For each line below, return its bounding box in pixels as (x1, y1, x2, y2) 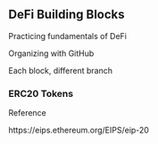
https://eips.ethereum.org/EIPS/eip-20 (8, 124, 149, 136)
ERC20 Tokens (8, 87, 73, 100)
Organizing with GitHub (8, 48, 95, 59)
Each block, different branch (8, 65, 113, 76)
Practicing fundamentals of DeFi (8, 30, 127, 41)
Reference (8, 108, 46, 118)
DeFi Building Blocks (8, 7, 126, 22)
